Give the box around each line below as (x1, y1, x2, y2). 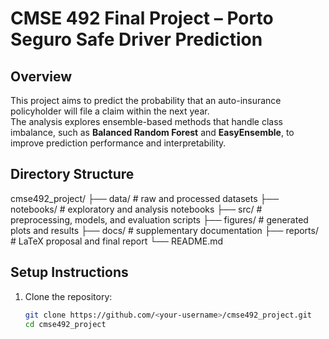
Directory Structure (10, 166, 135, 183)
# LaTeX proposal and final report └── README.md (10, 235, 224, 247)
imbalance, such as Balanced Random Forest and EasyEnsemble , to (10, 127, 295, 138)
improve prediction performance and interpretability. (10, 137, 227, 149)
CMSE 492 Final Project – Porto (10, 7, 274, 30)
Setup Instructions (10, 264, 129, 281)
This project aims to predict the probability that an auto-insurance (10, 95, 282, 106)
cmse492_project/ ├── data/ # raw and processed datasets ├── (10, 192, 280, 204)
